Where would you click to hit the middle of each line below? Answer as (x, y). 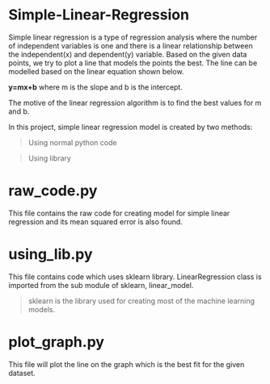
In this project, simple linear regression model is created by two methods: (131, 127)
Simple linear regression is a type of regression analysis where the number (133, 37)
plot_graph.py (57, 342)
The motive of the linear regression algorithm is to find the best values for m (135, 102)
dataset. (22, 373)
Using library (49, 158)
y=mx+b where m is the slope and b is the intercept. (96, 87)
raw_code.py (53, 191)
